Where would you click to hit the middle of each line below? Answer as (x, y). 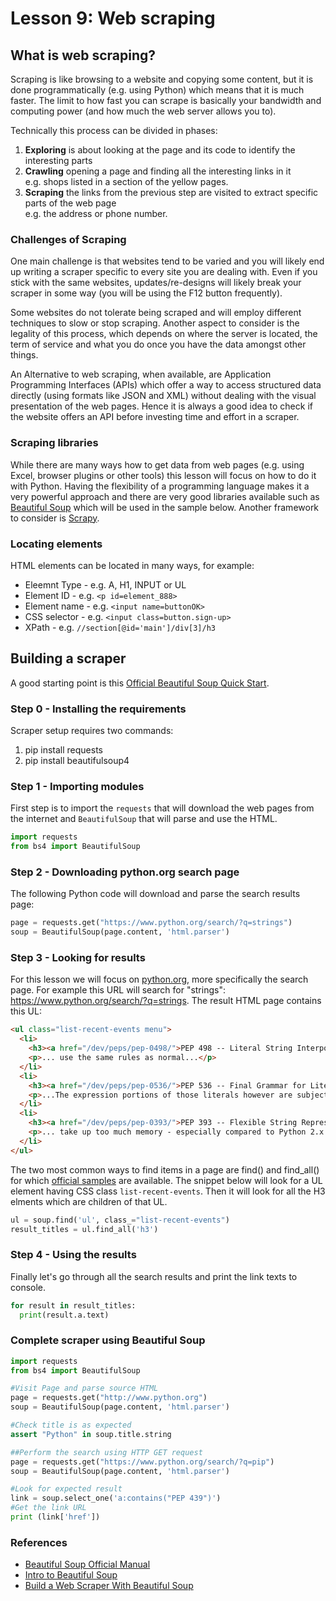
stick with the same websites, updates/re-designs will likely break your (156, 283)
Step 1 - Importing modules (77, 786)
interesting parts (58, 160)
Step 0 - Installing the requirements (98, 709)
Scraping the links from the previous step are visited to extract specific (171, 192)
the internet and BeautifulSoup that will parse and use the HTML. (144, 819)
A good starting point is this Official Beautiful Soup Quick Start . (140, 683)
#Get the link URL (48, 1508)
